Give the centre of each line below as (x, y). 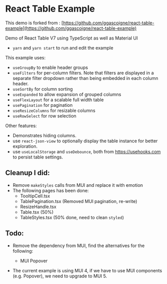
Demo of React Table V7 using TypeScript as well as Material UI (72, 38)
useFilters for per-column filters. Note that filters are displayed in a (83, 73)
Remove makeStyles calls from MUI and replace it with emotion (78, 185)
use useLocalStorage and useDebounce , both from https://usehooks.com (87, 151)
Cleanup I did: (28, 173)
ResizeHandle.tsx (38, 207)
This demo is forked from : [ (34, 23)
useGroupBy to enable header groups (50, 67)
